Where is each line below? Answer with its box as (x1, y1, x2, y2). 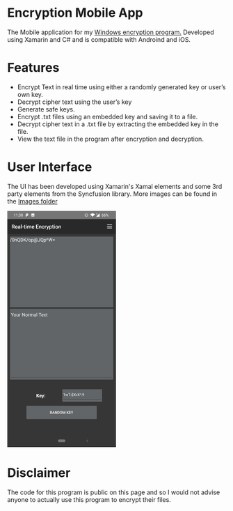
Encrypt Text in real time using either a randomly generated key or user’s (17, 82, 226, 91)
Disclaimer (7, 465, 71, 481)
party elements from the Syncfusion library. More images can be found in (7, 190, 218, 198)
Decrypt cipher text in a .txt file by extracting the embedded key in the (17, 120, 219, 128)
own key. (17, 90, 44, 98)
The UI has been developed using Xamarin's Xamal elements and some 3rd (7, 182, 223, 190)
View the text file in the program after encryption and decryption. (17, 135, 204, 143)
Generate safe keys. (17, 105, 75, 113)
